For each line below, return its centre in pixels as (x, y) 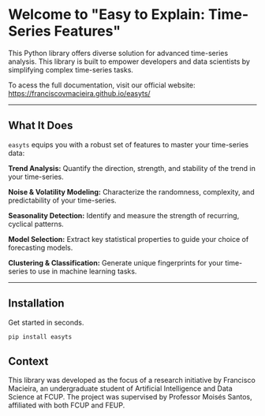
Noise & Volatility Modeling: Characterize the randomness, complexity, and (131, 191)
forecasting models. (41, 247)
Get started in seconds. (46, 322)
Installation (36, 304)
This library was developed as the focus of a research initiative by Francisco (132, 381)
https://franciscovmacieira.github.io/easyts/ (80, 93)
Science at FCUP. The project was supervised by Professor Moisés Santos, (130, 397)
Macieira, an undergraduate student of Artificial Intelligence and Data (120, 388)
